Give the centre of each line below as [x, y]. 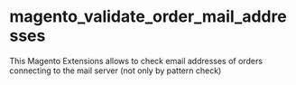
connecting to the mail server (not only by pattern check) [116, 71]
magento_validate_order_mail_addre [148, 17]
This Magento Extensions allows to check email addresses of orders [136, 61]
